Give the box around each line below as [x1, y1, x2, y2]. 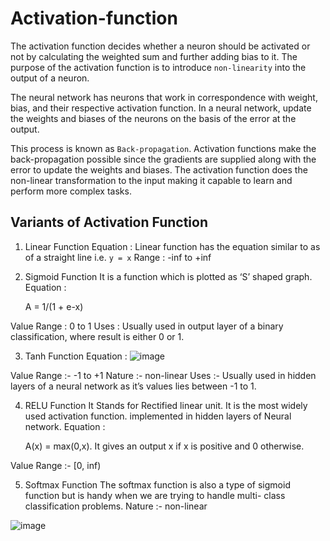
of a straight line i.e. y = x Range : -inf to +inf [24, 251, 212, 263]
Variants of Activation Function [10, 214, 208, 231]
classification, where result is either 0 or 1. [10, 330, 185, 342]
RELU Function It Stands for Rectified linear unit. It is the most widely [24, 399, 308, 411]
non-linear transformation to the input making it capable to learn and [10, 174, 293, 186]
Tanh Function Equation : [24, 350, 128, 362]
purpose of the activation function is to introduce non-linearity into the [10, 61, 307, 73]
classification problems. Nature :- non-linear [24, 500, 208, 512]
